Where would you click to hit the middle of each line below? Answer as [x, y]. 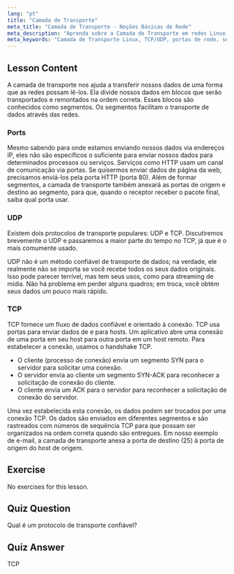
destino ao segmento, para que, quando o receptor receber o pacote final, [114, 192]
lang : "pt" [23, 14]
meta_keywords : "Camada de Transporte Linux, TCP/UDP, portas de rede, [113, 40]
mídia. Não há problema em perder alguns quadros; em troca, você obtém [113, 284]
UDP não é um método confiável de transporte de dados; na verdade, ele [112, 261]
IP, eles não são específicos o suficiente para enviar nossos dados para [110, 155]
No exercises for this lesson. [48, 487]
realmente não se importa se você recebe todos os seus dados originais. [111, 269]
